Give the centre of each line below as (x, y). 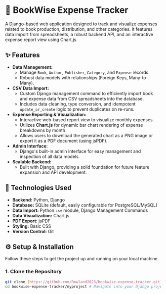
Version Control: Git (33, 231)
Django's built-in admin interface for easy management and (80, 151)
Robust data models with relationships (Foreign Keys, (74, 77)
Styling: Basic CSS (32, 226)
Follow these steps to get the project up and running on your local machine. (82, 259)
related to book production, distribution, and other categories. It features (79, 29)
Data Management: (32, 67)
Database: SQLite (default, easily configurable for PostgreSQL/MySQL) (85, 205)
